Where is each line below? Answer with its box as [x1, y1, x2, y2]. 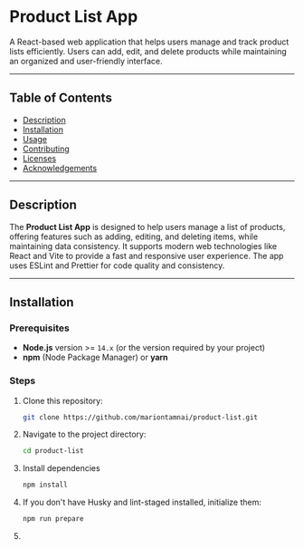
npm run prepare [22, 515, 84, 524]
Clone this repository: [22, 395, 103, 406]
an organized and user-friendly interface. [9, 55, 163, 66]
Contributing [22, 143, 70, 154]
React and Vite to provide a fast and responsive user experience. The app [9, 250, 284, 261]
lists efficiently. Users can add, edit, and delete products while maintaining [9, 45, 287, 56]
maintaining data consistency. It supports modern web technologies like [9, 240, 278, 251]
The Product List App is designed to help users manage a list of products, [9, 221, 286, 232]
